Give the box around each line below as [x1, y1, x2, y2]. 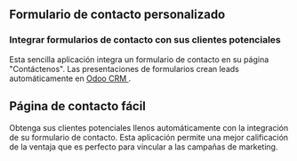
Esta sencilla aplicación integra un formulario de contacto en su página [9, 53, 269, 65]
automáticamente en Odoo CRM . [9, 73, 132, 84]
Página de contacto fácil [9, 99, 147, 114]
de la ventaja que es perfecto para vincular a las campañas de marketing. [9, 141, 278, 152]
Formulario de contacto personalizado [9, 7, 226, 22]
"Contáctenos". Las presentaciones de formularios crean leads [9, 63, 240, 74]
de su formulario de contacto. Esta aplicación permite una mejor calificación [9, 132, 289, 142]
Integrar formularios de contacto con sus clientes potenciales [9, 34, 282, 46]
